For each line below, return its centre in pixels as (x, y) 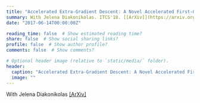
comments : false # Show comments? (50, 50)
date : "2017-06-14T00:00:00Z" (44, 23)
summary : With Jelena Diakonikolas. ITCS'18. (63, 17)
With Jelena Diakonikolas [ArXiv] (46, 94)
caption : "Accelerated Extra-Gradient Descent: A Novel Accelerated (98, 72)
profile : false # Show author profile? (57, 45)
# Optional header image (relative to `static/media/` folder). (87, 61)
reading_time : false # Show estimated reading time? (74, 33)
